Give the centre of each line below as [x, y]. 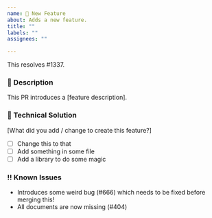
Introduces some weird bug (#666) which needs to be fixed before [111, 193]
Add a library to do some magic [61, 159]
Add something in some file [56, 151]
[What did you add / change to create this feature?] [80, 130]
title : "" [21, 26]
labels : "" [23, 33]
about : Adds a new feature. [47, 20]
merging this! [36, 199]
